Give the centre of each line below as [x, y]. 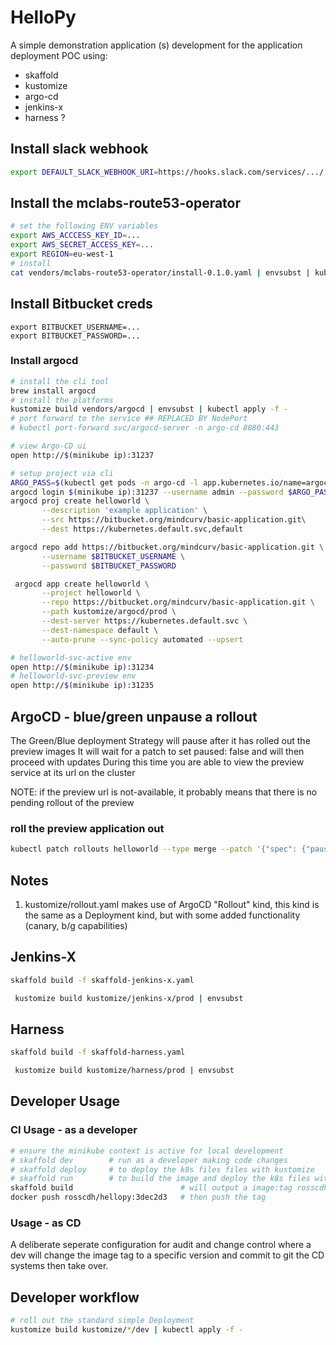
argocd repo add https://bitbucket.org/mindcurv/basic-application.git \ [167, 547]
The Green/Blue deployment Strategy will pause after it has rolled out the [160, 740]
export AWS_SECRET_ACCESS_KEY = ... [82, 245]
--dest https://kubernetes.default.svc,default [142, 529]
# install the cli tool [60, 381]
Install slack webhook [79, 149]
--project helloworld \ [91, 593]
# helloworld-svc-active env [71, 657]
